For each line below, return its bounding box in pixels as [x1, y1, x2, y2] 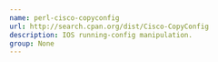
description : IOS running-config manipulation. [9, 30, 193, 39]
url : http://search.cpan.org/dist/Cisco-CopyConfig [9, 22, 209, 31]
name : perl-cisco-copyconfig [9, 13, 120, 23]
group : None [9, 38, 54, 48]
